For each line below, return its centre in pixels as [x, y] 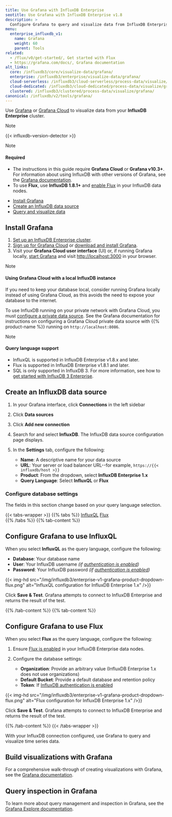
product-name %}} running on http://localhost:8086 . [62, 327]
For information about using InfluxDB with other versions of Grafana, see [89, 174]
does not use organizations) [50, 674]
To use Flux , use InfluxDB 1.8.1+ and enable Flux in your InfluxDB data [87, 185]
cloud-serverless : [30, 82]
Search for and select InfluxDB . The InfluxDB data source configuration [88, 434]
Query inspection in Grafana [51, 791]
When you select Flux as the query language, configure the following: [79, 639]
